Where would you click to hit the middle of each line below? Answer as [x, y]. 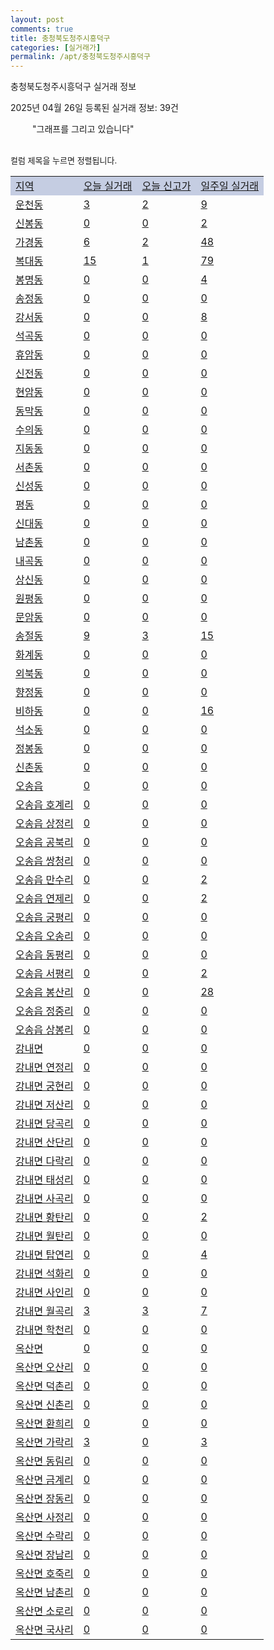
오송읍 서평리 [44, 974]
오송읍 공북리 [44, 843]
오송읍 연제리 [44, 899]
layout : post [37, 19]
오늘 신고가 [166, 186]
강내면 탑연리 [44, 1255]
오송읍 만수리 [44, 880]
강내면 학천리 [44, 1330]
